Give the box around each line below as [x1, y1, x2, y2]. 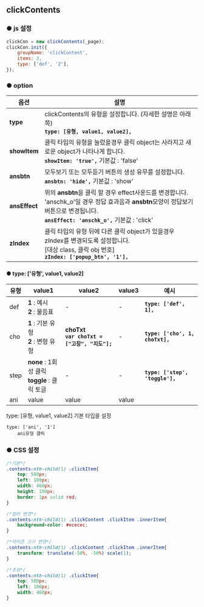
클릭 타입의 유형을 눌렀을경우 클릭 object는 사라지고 [44, 138, 184, 147]
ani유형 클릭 [17, 431, 46, 437]
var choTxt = [64, 333, 103, 340]
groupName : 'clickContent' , [17, 50, 88, 56]
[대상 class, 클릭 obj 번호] [44, 246, 115, 254]
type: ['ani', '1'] [6, 424, 56, 430]
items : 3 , [17, 55, 42, 62]
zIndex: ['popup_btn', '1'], [44, 254, 129, 261]
